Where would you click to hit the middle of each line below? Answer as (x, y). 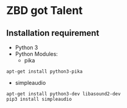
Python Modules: (36, 54)
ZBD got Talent (45, 11)
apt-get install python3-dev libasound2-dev (63, 94)
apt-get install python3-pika (45, 72)
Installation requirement (53, 33)
